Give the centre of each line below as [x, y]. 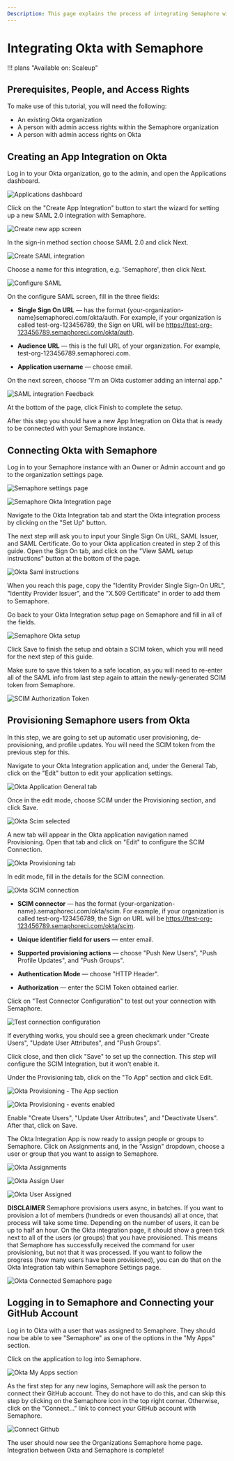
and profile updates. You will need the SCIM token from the [131, 744]
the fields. [22, 622]
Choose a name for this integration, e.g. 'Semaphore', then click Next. [107, 270]
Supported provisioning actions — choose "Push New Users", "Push [117, 953]
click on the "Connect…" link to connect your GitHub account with [102, 1408]
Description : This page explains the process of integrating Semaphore [113, 14]
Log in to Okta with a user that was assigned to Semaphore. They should [111, 1330]
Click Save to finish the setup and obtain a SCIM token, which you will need [115, 649]
